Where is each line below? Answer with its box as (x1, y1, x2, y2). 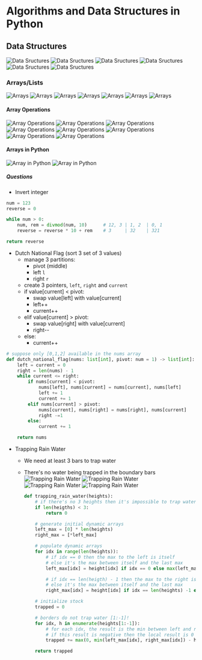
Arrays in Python (6, 146, 49, 153)
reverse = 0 (6, 206, 36, 212)
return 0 (45, 510, 68, 516)
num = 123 (6, 200, 31, 206)
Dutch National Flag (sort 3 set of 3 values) (14, 249, 122, 257)
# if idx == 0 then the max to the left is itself (45, 554, 176, 560)
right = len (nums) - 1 (17, 368, 74, 374)
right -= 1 (38, 412, 63, 418)
